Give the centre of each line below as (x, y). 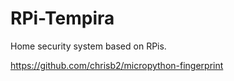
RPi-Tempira (62, 18)
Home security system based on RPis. (88, 46)
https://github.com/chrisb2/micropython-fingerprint (117, 65)
